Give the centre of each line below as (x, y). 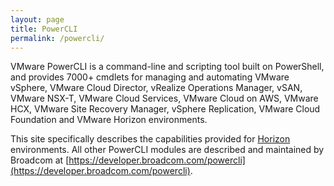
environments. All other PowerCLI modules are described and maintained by (167, 150)
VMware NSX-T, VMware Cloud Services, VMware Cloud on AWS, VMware (164, 98)
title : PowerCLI (44, 29)
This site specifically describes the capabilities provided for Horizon (150, 139)
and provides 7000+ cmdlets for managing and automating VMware (150, 77)
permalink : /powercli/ (57, 38)
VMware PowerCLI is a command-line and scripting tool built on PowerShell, (167, 67)
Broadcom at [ (40, 160)
